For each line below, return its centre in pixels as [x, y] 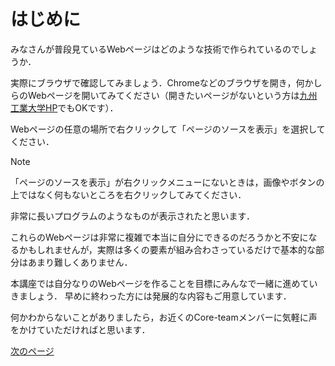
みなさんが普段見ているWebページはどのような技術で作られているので [155, 49]
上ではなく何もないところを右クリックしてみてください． [128, 194]
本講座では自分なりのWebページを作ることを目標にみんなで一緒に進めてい [164, 283]
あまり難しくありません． [80, 262]
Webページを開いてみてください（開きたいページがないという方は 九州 [172, 95]
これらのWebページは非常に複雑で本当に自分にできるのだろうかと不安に [159, 237]
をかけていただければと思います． [80, 329]
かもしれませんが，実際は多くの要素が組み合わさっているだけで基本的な [167, 249]
